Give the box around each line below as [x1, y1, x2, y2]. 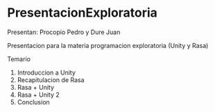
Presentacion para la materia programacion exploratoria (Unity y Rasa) [7, 41, 209, 49]
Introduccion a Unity [17, 68, 76, 77]
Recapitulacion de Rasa [17, 75, 85, 84]
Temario [7, 54, 31, 63]
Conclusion [17, 97, 50, 106]
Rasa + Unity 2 [17, 90, 60, 99]
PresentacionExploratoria [7, 5, 158, 21]
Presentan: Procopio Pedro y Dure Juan [7, 28, 121, 36]
